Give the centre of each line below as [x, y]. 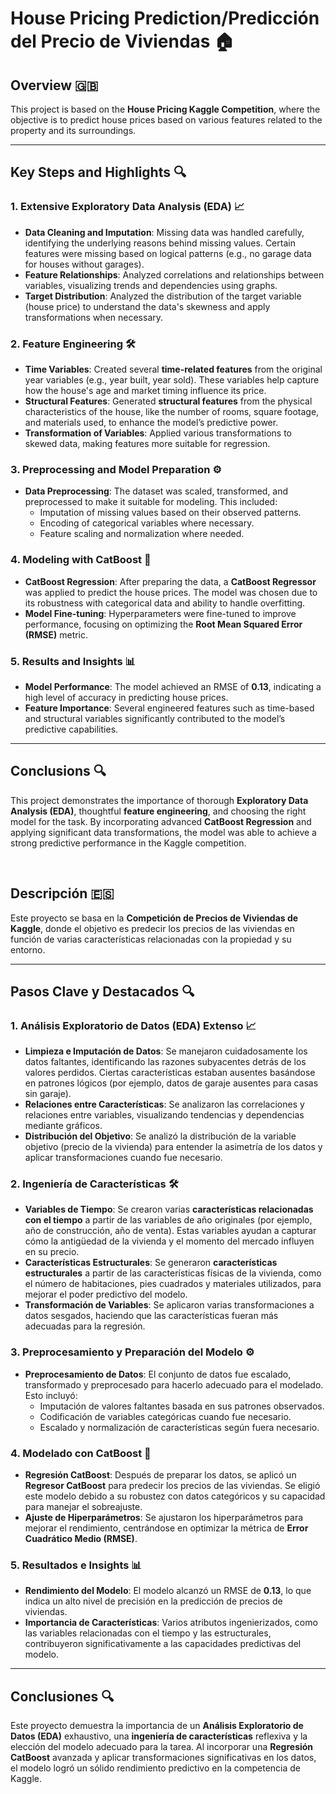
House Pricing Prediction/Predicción [165, 18]
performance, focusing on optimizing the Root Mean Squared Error [163, 624]
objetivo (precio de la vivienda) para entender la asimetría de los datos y [173, 1147]
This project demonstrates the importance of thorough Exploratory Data [159, 800]
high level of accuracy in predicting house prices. [126, 697]
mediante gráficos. [63, 1126]
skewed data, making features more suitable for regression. [147, 443]
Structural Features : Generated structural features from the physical [168, 401]
